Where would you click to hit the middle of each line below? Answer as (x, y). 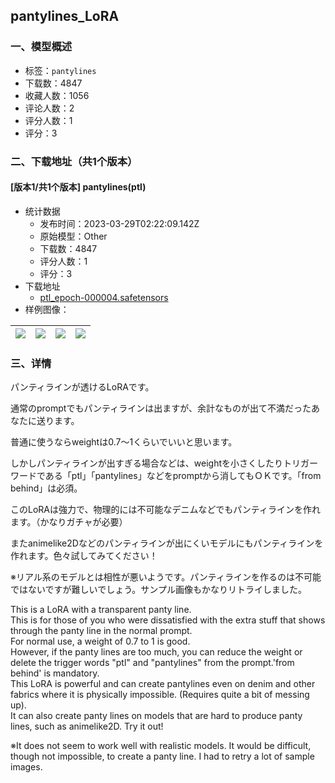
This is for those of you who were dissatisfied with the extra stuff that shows (168, 620)
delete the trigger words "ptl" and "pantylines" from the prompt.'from (152, 663)
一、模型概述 (41, 47)
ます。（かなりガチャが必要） (69, 522)
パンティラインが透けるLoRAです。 (82, 387)
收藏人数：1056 (57, 95)
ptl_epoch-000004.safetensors (104, 297)
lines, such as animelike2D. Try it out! (87, 726)
